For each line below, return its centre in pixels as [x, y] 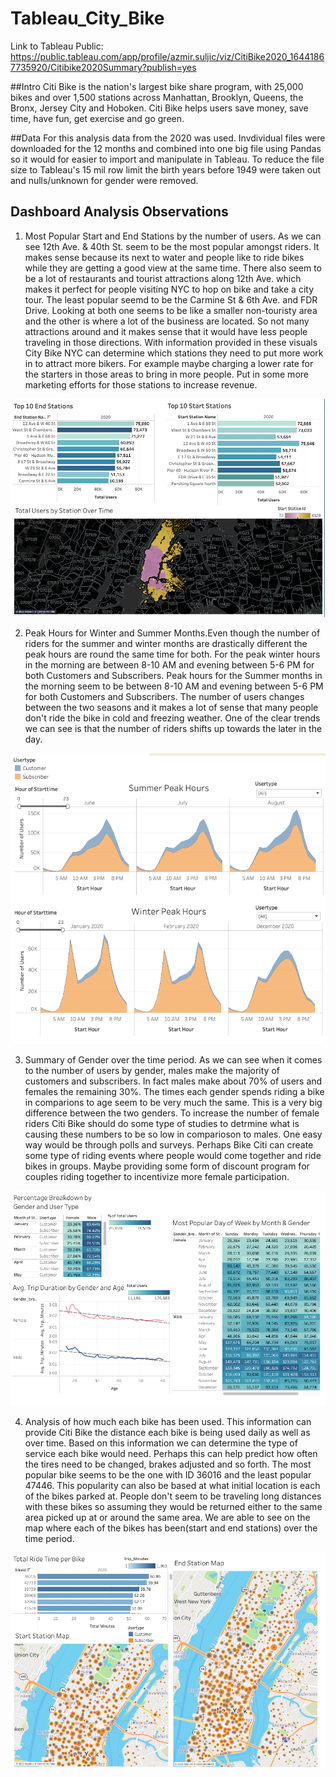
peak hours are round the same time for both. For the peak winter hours [172, 654]
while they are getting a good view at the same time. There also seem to [173, 268]
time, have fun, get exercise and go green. [97, 118]
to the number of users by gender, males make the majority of [152, 1071]
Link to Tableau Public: [57, 46]
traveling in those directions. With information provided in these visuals [171, 342]
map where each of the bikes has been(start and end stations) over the [171, 1528]
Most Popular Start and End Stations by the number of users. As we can [173, 236]
